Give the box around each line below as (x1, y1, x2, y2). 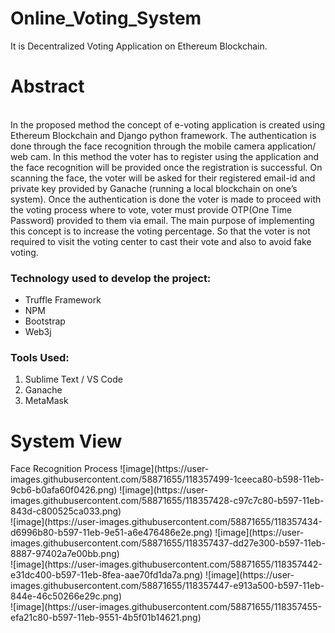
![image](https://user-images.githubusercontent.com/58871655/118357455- (10, 601, 322, 613)
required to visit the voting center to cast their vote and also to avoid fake (10, 235, 312, 247)
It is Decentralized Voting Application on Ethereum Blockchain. (10, 40, 268, 52)
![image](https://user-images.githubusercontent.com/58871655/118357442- (10, 558, 323, 571)
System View (10, 430, 123, 452)
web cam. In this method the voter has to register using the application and (10, 150, 320, 162)
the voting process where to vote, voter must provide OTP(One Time (10, 203, 293, 216)
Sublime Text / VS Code (24, 373, 123, 386)
